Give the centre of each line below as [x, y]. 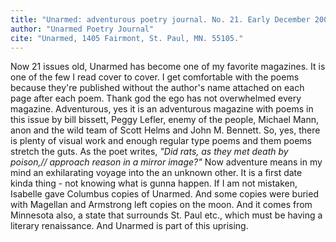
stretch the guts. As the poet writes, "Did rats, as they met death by [149, 152]
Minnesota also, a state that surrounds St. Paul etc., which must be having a [166, 215]
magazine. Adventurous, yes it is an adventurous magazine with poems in [162, 109]
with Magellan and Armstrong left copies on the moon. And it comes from [161, 205]
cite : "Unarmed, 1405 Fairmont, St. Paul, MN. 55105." [127, 38]
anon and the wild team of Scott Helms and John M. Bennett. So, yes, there [165, 130]
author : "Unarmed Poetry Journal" [82, 29]
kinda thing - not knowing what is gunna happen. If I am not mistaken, [154, 183]
